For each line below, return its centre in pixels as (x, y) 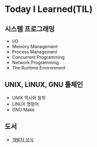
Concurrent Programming (38, 57)
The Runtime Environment (38, 68)
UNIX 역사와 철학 (29, 97)
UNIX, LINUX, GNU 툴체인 (44, 85)
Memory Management (35, 46)
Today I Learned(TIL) (49, 9)
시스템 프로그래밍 (30, 29)
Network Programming (35, 62)
